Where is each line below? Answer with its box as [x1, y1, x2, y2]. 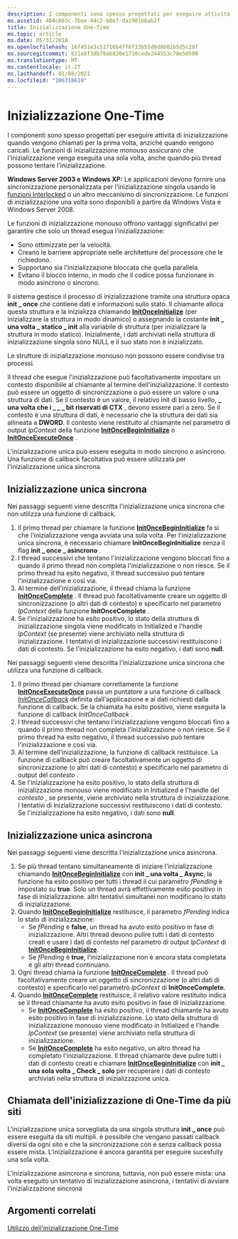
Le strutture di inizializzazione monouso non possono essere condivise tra [7, 351, 225, 360]
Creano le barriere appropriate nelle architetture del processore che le [17, 248, 224, 257]
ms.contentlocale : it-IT [7, 63, 81, 71]
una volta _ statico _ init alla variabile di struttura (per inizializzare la [7, 322, 207, 331]
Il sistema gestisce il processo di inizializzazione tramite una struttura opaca [7, 292, 230, 301]
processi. [7, 359, 35, 368]
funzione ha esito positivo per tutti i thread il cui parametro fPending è [17, 877, 222, 885]
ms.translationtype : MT [7, 57, 78, 64]
